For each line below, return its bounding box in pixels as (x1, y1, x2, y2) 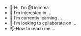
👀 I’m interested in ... (9, 10, 52, 16)
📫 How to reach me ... (9, 26, 55, 31)
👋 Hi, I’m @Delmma (9, 5, 49, 10)
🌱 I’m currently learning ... (9, 15, 62, 20)
